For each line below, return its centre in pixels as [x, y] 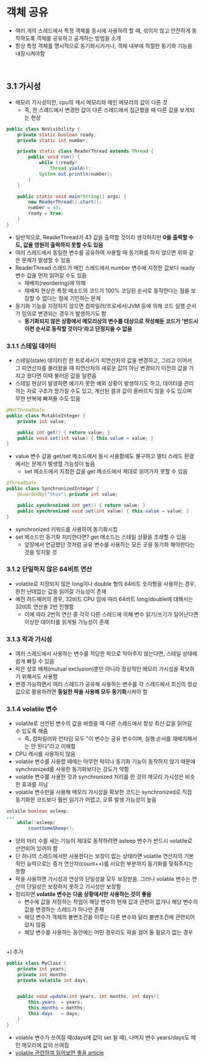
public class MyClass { [37, 963]
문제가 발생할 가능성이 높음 [63, 464]
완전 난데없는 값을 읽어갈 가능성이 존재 [61, 591]
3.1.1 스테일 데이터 [31, 346]
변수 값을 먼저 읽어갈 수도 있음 [51, 275]
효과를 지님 [35, 784]
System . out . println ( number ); [76, 174]
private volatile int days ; [53, 980]
